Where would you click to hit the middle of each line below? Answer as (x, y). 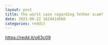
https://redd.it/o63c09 (28, 38)
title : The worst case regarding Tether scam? (54, 14)
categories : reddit (25, 23)
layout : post (19, 10)
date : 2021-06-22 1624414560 (35, 19)
